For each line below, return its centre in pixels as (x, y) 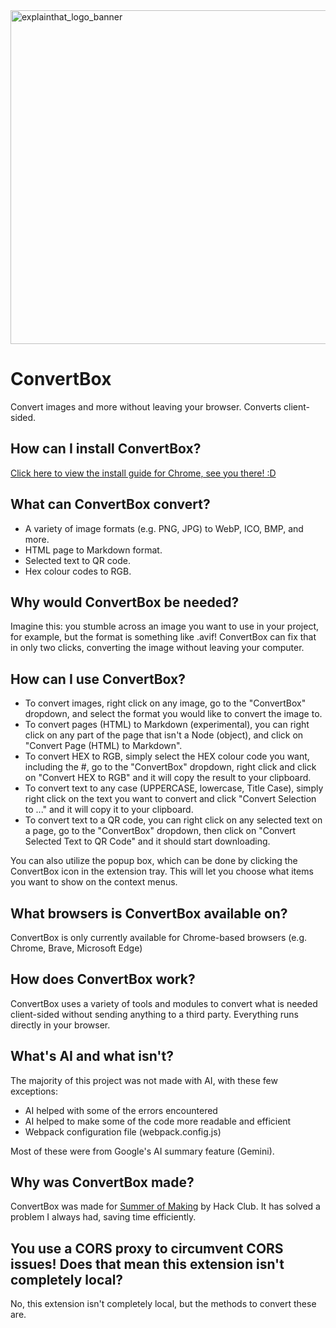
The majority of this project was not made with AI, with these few (144, 1080)
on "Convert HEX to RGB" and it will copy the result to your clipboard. (168, 778)
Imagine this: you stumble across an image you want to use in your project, (165, 626)
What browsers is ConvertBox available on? (149, 913)
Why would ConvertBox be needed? (125, 602)
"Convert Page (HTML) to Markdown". (103, 746)
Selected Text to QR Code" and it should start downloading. (147, 841)
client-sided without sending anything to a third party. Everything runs (155, 1014)
